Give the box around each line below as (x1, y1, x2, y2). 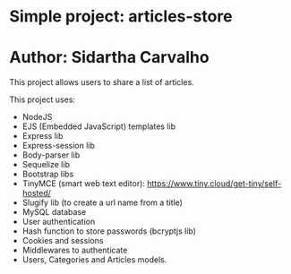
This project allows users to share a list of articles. (9, 77, 194, 88)
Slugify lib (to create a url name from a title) (21, 197, 184, 208)
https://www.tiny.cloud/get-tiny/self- (147, 178, 282, 189)
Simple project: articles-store (9, 6, 233, 27)
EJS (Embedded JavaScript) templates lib (21, 121, 176, 132)
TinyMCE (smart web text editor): (21, 178, 146, 189)
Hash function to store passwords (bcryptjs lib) (21, 226, 197, 236)
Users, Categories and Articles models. (21, 254, 167, 265)
